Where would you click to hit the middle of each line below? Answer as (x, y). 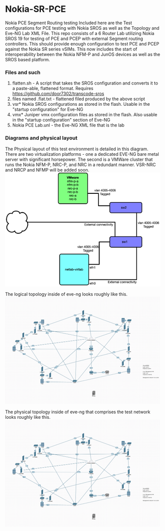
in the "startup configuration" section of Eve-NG (61, 120)
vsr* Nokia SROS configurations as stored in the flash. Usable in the (81, 104)
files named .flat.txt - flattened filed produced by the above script (79, 99)
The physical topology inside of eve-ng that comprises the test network (78, 412)
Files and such (23, 72)
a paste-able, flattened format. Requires (53, 88)
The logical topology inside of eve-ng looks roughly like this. (66, 294)
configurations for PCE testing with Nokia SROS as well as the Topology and (82, 28)
